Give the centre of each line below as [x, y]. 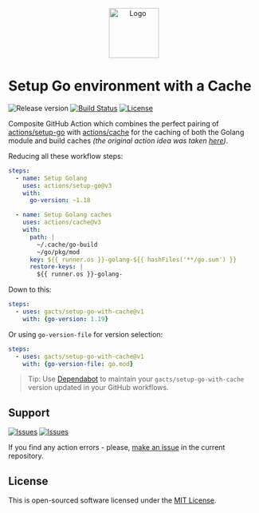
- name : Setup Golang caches [64, 215]
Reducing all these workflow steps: [66, 156]
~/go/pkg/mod [59, 252]
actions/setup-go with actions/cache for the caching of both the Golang [126, 132]
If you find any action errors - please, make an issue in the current [117, 447]
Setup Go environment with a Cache [130, 86]
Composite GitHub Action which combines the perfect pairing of [114, 123]
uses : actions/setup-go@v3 [67, 185]
